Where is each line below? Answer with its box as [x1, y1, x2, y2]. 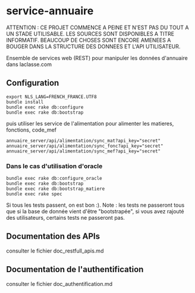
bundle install [6, 99, 44, 105]
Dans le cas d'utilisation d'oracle [6, 162, 103, 170]
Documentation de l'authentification [6, 264, 144, 275]
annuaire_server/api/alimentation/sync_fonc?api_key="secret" [6, 143, 163, 149]
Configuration [6, 78, 59, 88]
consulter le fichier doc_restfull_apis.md [6, 247, 104, 254]
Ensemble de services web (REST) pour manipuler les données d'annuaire [6, 54, 188, 61]
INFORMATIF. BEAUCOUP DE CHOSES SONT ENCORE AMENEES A [6, 36, 171, 43]
